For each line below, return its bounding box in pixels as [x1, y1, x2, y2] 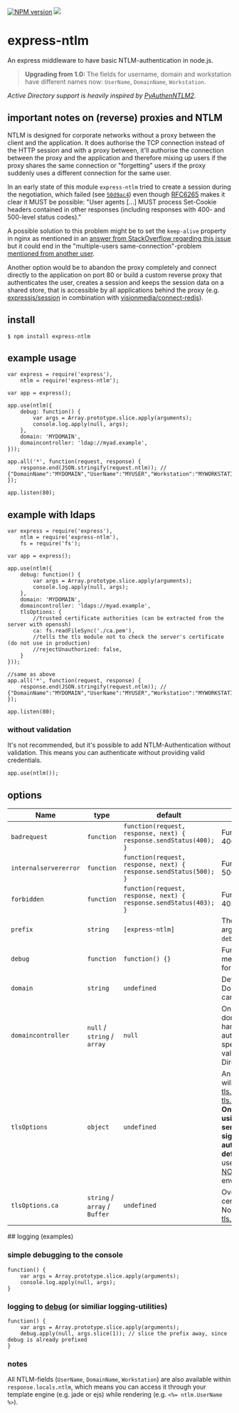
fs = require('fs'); [20, 540, 81, 548]
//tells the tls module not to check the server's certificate [33, 634, 224, 641]
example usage [7, 352, 77, 364]
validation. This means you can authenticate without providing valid [7, 749, 205, 757]
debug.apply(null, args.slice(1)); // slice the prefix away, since [20, 1330, 228, 1337]
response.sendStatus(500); [123, 867, 215, 876]
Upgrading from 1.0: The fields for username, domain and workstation [24, 70, 232, 78]
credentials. [7, 756, 42, 765]
